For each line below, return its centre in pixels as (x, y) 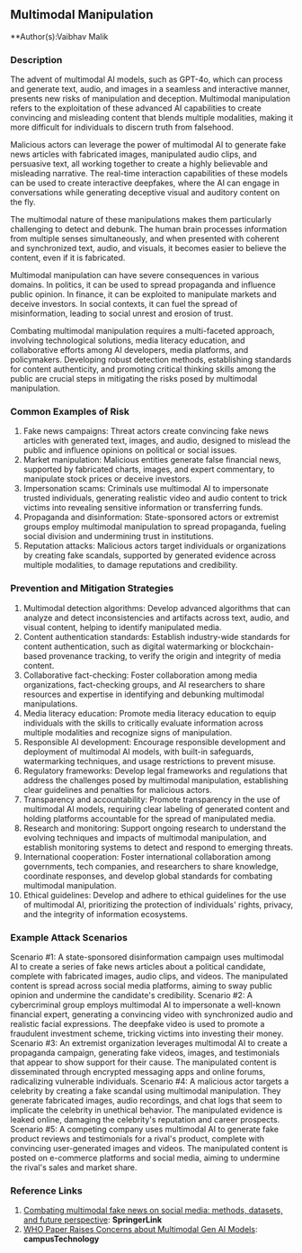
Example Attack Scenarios (69, 937)
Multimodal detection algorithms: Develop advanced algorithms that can (157, 608)
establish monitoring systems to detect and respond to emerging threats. (158, 847)
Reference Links (47, 1190)
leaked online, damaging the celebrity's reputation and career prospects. (145, 1119)
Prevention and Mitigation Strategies (92, 589)
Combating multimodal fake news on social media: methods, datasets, (153, 1211)
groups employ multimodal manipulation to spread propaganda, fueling (155, 527)
